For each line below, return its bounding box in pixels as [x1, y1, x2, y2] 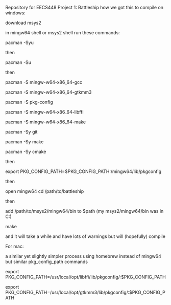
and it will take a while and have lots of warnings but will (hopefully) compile [5, 233, 166, 239]
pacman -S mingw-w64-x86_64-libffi [5, 109, 84, 115]
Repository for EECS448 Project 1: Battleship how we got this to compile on [5, 5, 164, 10]
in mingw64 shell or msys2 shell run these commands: [5, 30, 120, 35]
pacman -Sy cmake [5, 148, 46, 155]
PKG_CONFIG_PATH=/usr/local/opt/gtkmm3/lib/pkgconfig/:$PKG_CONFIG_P [5, 289, 166, 295]
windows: [5, 10, 26, 16]
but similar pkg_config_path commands [5, 258, 88, 265]
